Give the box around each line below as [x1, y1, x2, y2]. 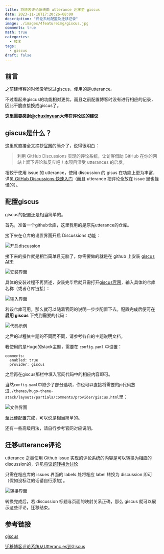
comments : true [5, 25, 36, 30]
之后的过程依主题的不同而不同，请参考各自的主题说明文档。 [5, 333, 125, 339]
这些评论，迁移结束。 [9, 504, 52, 510]
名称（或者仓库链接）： [5, 285, 50, 291]
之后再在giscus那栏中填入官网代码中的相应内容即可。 [5, 371, 113, 377]
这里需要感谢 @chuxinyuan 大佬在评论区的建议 [5, 113, 99, 119]
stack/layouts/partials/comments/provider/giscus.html [5, 395, 119, 400]
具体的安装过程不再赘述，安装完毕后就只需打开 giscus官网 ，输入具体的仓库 [5, 279, 156, 285]
